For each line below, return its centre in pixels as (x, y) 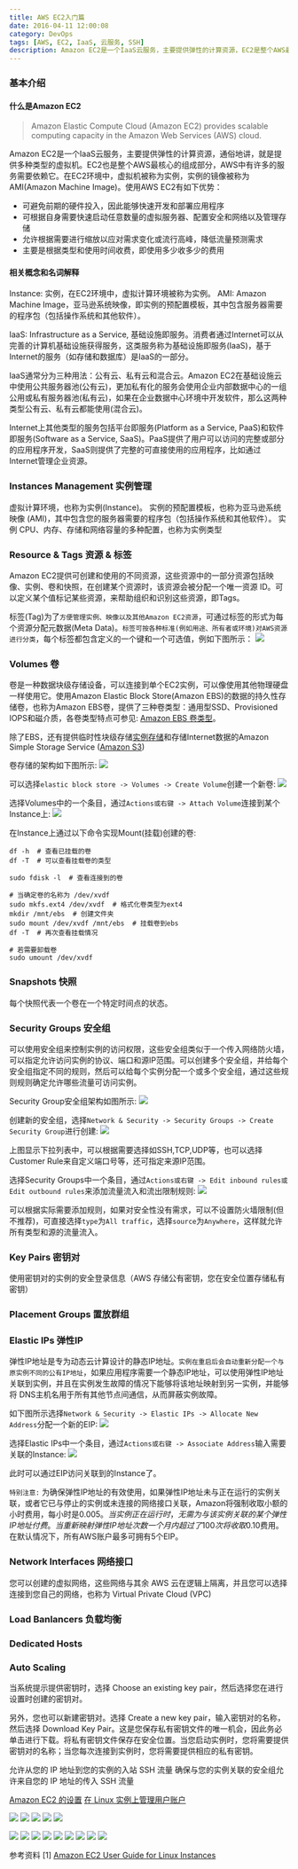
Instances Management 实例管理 (81, 486)
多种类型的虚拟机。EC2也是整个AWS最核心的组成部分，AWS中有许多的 (147, 165)
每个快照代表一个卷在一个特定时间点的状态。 (91, 1002)
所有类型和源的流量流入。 (56, 1232)
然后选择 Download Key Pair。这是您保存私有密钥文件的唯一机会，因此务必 (146, 1728)
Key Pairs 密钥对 (45, 1257)
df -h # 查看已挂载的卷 (50, 852)
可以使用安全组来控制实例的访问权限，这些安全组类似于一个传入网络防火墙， (149, 1048)
